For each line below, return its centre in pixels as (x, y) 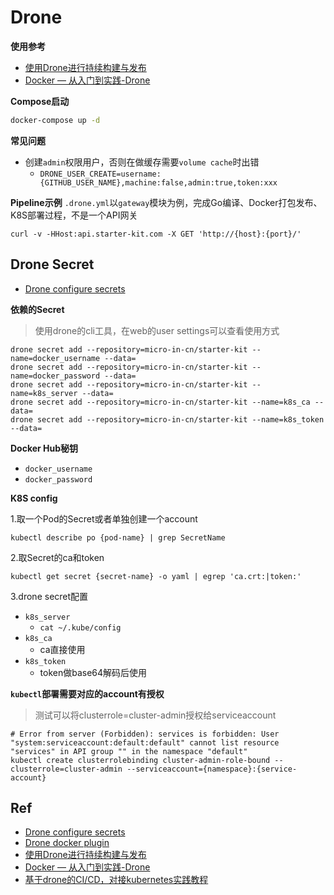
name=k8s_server (44, 393)
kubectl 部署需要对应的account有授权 (87, 693)
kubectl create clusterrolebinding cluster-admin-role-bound (140, 760)
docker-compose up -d (55, 120)
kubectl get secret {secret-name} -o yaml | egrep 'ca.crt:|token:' (156, 576)
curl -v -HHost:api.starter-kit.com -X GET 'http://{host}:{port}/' (156, 234)
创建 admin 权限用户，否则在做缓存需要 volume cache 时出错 (142, 162)
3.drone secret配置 (49, 596)
